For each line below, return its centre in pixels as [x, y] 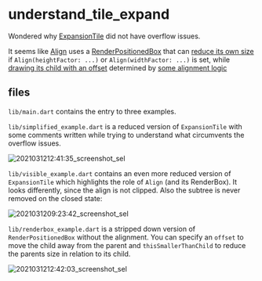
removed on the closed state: [55, 198]
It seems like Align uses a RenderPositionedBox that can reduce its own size [131, 51]
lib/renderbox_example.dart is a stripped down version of [102, 229]
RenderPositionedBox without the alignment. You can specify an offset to [126, 237]
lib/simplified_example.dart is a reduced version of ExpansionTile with [126, 126]
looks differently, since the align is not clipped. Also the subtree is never [124, 190]
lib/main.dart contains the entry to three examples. [92, 111]
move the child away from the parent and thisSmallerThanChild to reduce [127, 245]
